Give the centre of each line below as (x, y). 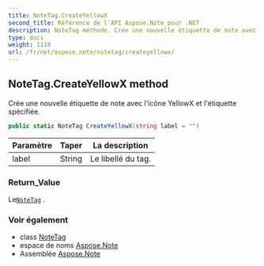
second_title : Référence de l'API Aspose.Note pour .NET (104, 23)
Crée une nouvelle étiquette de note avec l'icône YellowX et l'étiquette (123, 103)
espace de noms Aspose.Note (69, 245)
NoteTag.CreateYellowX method (88, 84)
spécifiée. (25, 111)
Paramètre (32, 145)
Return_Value (34, 182)
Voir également (38, 219)
